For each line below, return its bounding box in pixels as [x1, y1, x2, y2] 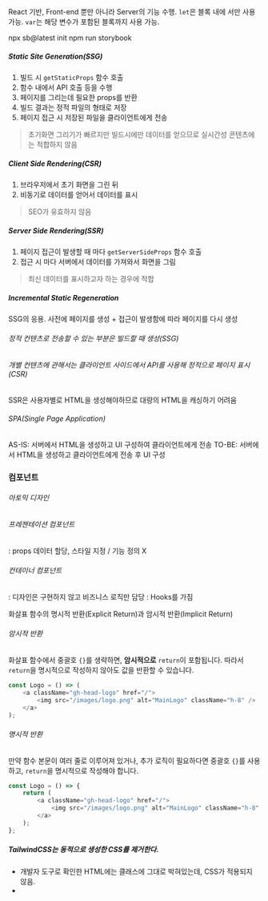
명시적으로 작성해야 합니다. [54, 766, 138, 775]
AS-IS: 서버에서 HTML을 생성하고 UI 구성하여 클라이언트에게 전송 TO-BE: [8, 439, 238, 449]
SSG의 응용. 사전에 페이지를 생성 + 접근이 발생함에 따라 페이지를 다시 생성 [8, 313, 238, 323]
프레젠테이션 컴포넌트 [8, 519, 75, 529]
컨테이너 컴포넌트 [8, 566, 62, 576]
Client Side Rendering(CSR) [8, 159, 102, 168]
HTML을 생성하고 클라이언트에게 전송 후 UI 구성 [16, 450, 166, 459]
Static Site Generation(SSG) [8, 51, 103, 61]
